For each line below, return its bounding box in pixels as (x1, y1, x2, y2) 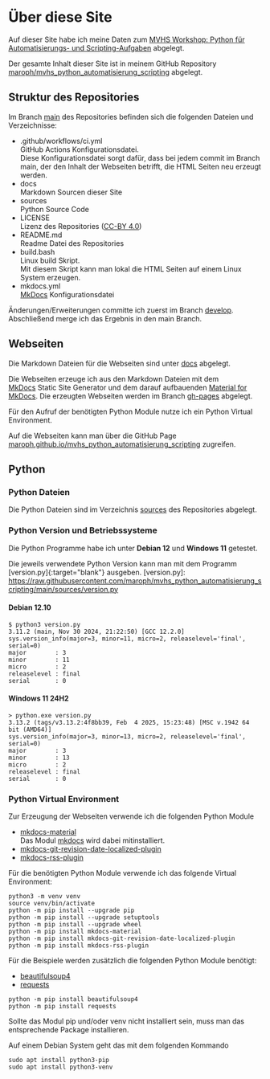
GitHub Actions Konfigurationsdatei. (19, 145, 139, 154)
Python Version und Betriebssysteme (8, 525, 158, 536)
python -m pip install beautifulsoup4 (8, 995, 138, 1003)
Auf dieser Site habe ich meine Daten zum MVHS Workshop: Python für (8, 35, 245, 44)
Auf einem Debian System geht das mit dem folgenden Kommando (8, 1040, 229, 1050)
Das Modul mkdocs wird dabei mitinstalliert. (19, 836, 166, 845)
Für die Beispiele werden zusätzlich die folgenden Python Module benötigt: (8, 956, 257, 966)
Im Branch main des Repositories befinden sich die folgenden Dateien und (8, 112, 254, 121)
